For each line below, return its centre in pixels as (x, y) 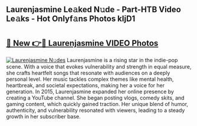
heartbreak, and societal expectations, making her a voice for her (86, 85)
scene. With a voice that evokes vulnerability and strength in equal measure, (99, 67)
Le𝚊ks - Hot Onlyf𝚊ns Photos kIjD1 (71, 19)
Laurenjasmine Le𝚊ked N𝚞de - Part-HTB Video (93, 10)
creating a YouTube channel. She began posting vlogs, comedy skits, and (95, 98)
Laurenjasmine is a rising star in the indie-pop (122, 60)
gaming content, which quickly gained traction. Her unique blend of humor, (97, 104)
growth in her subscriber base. (43, 116)
